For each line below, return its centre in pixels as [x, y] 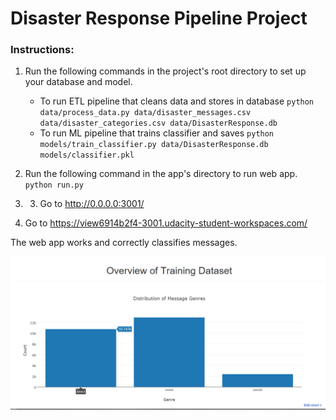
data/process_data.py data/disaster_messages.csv [145, 113]
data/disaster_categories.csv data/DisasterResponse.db [158, 123]
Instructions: [42, 50]
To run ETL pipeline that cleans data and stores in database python [177, 101]
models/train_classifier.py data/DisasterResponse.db [154, 145]
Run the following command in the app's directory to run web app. [161, 174]
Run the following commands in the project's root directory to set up [165, 71]
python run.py [54, 185]
